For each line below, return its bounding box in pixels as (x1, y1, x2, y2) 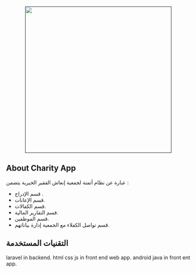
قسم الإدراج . (14, 190, 44, 197)
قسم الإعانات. (14, 196, 46, 203)
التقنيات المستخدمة (6, 238, 68, 248)
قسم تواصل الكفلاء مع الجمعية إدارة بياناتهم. (14, 221, 110, 228)
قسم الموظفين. (14, 215, 49, 222)
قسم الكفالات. (14, 203, 46, 210)
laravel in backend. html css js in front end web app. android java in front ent (6, 254, 191, 261)
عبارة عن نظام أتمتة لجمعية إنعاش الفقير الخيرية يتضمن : (6, 179, 129, 186)
